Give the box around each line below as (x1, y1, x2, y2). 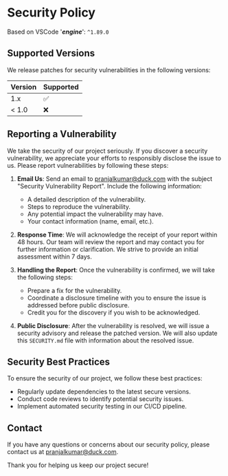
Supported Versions (7, 47, 95, 59)
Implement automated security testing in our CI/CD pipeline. (16, 402, 187, 411)
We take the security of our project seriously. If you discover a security (7, 147, 208, 155)
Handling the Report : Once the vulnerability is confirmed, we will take (16, 266, 215, 274)
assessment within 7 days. (16, 252, 93, 261)
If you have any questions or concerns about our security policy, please (7, 440, 210, 448)
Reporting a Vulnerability (7, 129, 117, 140)
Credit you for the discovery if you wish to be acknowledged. (27, 308, 201, 316)
